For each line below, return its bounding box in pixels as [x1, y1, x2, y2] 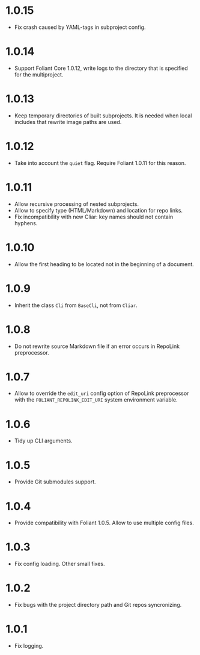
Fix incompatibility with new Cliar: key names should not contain [14, 213, 174, 220]
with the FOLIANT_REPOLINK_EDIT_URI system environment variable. [14, 396, 178, 403]
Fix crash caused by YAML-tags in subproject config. [14, 23, 146, 31]
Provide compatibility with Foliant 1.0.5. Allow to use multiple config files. [14, 519, 195, 527]
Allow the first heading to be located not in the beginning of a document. [14, 260, 195, 268]
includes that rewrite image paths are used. [14, 118, 122, 125]
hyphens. [14, 219, 38, 226]
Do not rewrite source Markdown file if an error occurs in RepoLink [14, 343, 180, 350]
